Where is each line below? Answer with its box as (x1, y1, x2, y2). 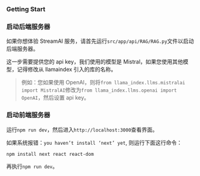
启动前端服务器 (6, 111, 51, 119)
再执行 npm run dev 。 (6, 163, 58, 170)
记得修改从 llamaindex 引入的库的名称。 (16, 66, 117, 73)
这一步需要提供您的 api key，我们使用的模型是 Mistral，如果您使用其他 (6, 58, 184, 65)
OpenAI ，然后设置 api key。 (21, 94, 90, 101)
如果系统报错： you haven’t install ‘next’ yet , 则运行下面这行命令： (6, 139, 182, 146)
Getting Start (6, 5, 46, 13)
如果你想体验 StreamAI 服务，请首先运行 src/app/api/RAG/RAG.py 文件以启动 (6, 37, 194, 45)
